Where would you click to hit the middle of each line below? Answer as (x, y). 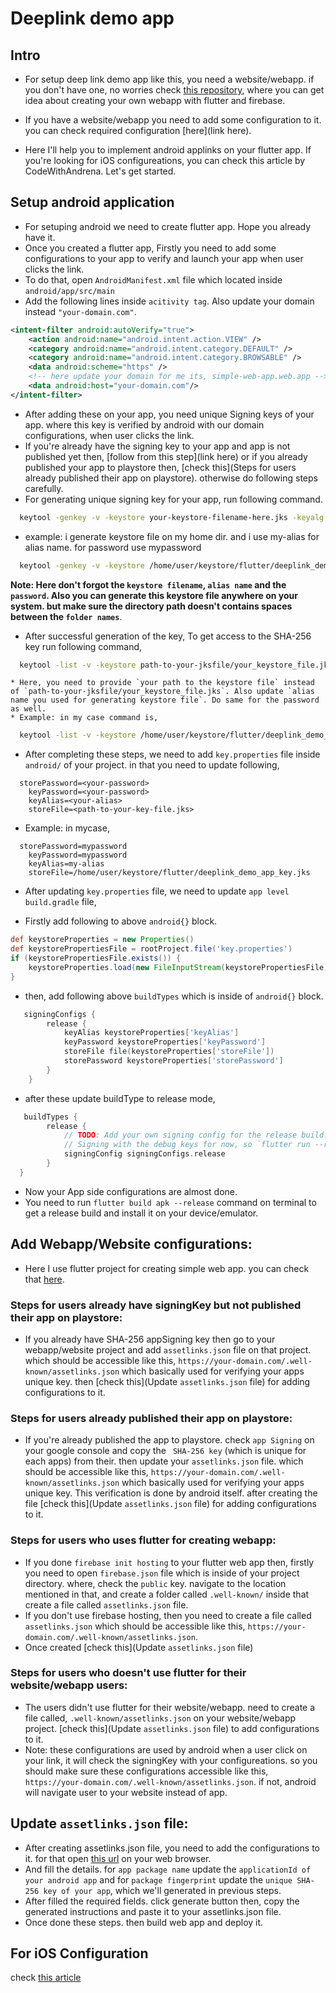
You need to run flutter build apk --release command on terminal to (170, 1202)
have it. (40, 237)
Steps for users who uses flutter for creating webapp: (143, 1540)
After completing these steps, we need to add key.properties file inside (172, 754)
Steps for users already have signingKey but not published (156, 1305)
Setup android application (92, 202)
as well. (28, 709)
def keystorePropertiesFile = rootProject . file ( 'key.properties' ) (151, 949)
